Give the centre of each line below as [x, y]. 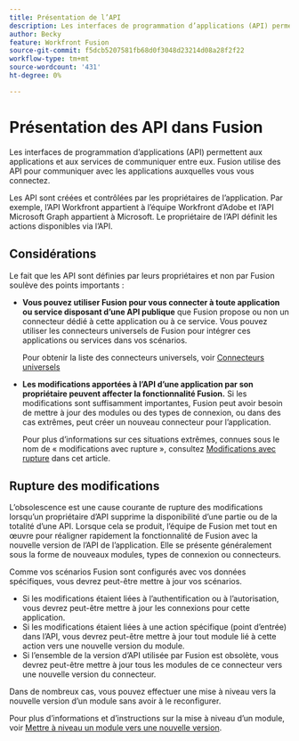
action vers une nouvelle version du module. [103, 646]
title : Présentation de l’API [65, 17]
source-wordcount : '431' [55, 68]
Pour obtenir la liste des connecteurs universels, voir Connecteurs [143, 357]
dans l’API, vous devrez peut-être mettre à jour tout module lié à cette [149, 637]
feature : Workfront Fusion [59, 42]
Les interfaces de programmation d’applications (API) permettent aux [136, 151]
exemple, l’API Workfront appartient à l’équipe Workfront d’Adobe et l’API [141, 207]
